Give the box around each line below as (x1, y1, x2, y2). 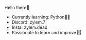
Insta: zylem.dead (11, 24, 48, 30)
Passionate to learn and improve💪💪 (11, 30, 82, 35)
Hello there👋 (4, 5, 30, 10)
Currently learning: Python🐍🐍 (11, 14, 70, 20)
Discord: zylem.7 (11, 20, 46, 25)
